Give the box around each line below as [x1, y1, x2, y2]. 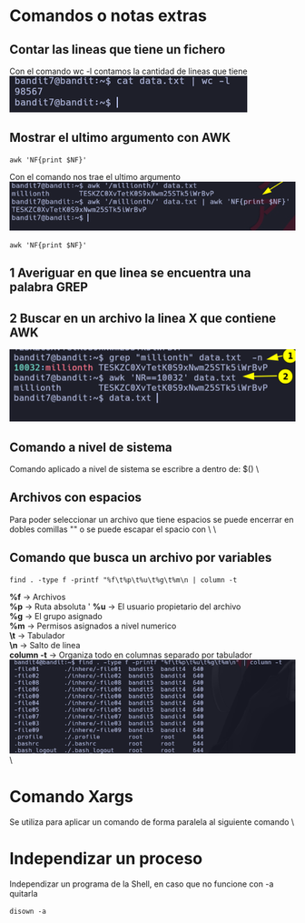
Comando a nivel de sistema [9, 439, 172, 455]
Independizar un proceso [9, 848, 202, 869]
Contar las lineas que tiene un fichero [9, 42, 226, 57]
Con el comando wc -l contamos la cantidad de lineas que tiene [9, 65, 248, 76]
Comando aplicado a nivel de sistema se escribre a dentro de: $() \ [9, 463, 260, 474]
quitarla [9, 888, 38, 899]
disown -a [9, 907, 47, 917]
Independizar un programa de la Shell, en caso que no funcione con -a [9, 878, 274, 889]
